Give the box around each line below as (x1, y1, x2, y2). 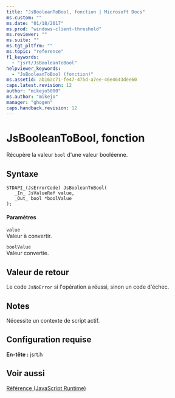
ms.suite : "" (6, 37, 39, 43)
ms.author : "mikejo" (6, 94, 59, 100)
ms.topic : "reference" (6, 49, 64, 55)
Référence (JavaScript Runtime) (6, 384, 86, 392)
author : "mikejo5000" (6, 88, 61, 94)
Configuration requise (6, 335, 92, 345)
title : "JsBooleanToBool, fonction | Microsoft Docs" (6, 9, 146, 15)
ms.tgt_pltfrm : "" (6, 43, 53, 49)
